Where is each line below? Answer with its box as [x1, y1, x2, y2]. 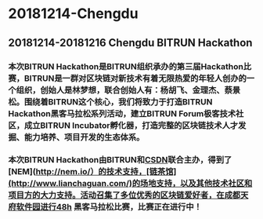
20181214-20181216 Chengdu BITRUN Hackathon [8, 36, 253, 49]
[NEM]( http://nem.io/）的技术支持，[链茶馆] [8, 166, 177, 177]
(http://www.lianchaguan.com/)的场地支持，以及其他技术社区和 [8, 178, 253, 189]
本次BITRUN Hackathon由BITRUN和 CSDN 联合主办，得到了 [8, 155, 232, 166]
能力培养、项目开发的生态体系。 [23, 131, 145, 142]
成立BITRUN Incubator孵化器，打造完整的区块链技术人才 [23, 119, 239, 130]
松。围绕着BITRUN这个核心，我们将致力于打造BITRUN [8, 96, 213, 107]
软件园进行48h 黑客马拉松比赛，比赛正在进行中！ [16, 202, 202, 213]
